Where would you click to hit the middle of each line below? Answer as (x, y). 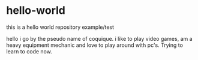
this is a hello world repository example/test (60, 27)
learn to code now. (29, 51)
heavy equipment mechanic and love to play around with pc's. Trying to (94, 45)
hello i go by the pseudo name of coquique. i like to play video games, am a (100, 38)
